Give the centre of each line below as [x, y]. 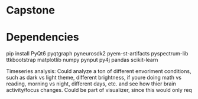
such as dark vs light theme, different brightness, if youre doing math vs [94, 78]
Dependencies [43, 37]
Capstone [30, 10]
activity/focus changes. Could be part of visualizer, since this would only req [99, 90]
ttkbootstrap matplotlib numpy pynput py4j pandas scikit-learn [82, 60]
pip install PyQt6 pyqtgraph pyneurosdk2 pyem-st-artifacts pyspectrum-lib [97, 54]
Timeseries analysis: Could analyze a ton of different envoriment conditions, [99, 71]
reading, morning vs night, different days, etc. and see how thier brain [91, 84]
